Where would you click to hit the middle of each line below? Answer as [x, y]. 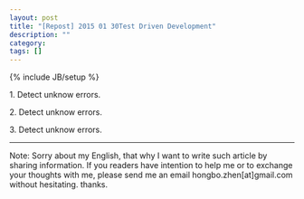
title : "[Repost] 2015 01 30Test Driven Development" [113, 26]
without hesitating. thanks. [59, 185]
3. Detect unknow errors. [56, 130]
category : [28, 43]
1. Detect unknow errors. [55, 95]
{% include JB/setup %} [54, 77]
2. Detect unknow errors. [56, 112]
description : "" [40, 34]
